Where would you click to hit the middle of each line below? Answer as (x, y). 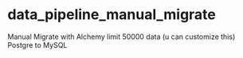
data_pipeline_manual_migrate (112, 15)
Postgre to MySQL (37, 44)
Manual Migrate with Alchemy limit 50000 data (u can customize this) (121, 37)
